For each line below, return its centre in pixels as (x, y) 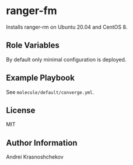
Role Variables (33, 45)
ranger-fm (32, 11)
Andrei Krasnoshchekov (35, 157)
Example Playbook (40, 78)
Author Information (42, 142)
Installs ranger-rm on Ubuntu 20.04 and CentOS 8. (67, 27)
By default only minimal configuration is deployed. (66, 59)
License (21, 110)
